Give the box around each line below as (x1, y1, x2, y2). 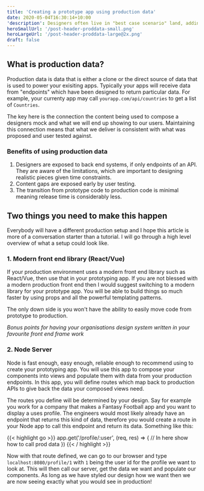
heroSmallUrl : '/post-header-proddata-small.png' (7, 25, 135, 32)
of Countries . (7, 101, 40, 108)
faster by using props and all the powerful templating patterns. (7, 294, 163, 301)
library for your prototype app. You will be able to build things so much (7, 288, 183, 295)
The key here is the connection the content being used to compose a (7, 112, 179, 120)
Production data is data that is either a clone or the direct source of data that (7, 75, 198, 82)
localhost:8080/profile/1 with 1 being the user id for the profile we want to (7, 458, 196, 466)
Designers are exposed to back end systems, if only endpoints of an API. (15, 161, 197, 168)
